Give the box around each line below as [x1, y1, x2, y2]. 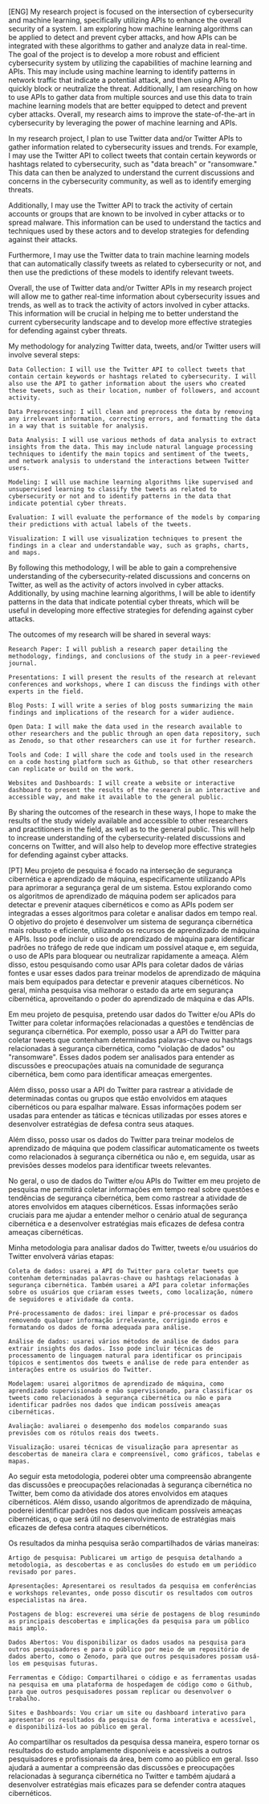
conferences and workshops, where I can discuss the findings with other [8, 680, 261, 688]
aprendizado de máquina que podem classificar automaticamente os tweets [8, 1143, 259, 1153]
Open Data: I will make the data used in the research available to [8, 723, 243, 731]
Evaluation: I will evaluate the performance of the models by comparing [8, 514, 261, 522]
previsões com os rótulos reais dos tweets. [8, 1429, 160, 1437]
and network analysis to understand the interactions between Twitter [8, 457, 250, 465]
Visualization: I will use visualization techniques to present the [8, 535, 243, 543]
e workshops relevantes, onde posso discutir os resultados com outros [8, 1589, 253, 1597]
